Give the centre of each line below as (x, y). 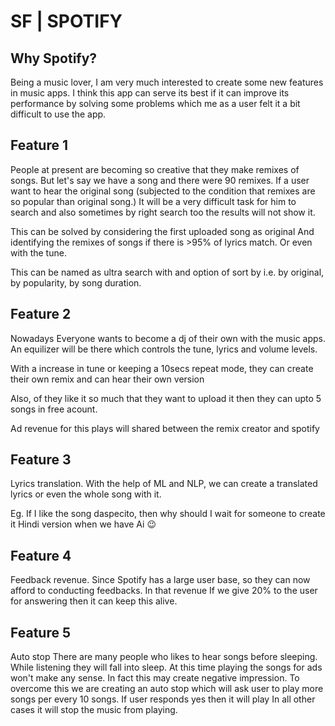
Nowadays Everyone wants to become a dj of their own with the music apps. (168, 338)
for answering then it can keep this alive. (94, 601)
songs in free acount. (54, 409)
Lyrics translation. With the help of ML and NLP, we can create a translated (164, 484)
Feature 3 (41, 460)
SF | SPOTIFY (66, 21)
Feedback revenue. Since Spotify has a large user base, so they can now (160, 580)
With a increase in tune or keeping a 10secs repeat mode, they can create (162, 368)
